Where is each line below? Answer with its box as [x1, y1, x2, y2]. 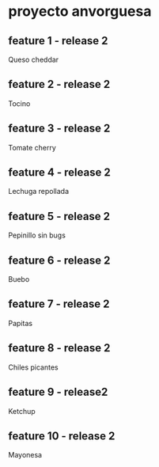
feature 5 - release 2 [8, 209, 111, 223]
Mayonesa [8, 450, 42, 460]
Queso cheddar [8, 55, 59, 64]
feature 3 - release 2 [8, 122, 111, 135]
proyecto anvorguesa [8, 2, 152, 21]
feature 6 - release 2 [8, 253, 111, 267]
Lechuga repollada [8, 187, 70, 196]
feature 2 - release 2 [8, 78, 111, 91]
